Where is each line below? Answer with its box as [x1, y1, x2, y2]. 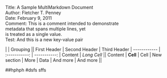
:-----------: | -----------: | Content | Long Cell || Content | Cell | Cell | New [5, 52, 162, 58]
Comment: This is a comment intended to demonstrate [5, 20, 119, 26]
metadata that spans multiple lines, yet [5, 26, 86, 32]
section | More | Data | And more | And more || [5, 57, 102, 63]
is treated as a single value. [5, 31, 62, 37]
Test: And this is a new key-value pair [5, 36, 83, 43]
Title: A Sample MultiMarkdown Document [5, 5, 94, 10]
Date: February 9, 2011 [5, 15, 52, 21]
